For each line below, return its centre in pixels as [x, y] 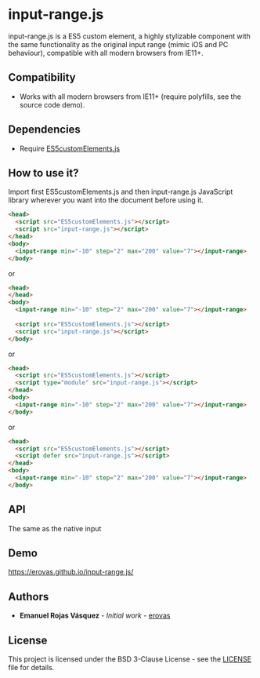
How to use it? [43, 173]
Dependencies [44, 130]
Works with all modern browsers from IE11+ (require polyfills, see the [130, 97]
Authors [29, 597]
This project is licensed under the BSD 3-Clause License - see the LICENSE [130, 659]
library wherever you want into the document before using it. [106, 200]
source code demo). [52, 104]
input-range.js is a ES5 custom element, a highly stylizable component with [129, 36]
